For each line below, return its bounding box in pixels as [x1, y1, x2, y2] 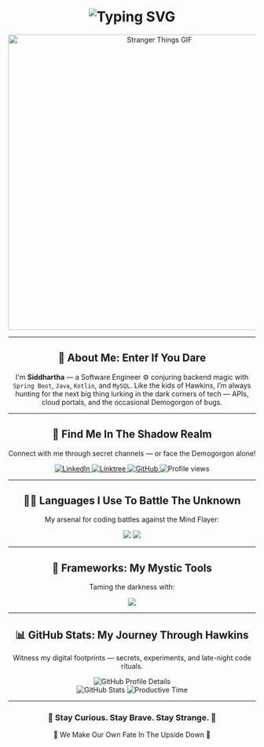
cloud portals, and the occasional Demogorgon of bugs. [42, 397, 222, 407]
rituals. [120, 662, 144, 671]
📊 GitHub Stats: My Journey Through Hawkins [15, 628, 249, 641]
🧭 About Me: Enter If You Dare [57, 351, 207, 365]
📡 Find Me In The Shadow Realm [52, 428, 212, 441]
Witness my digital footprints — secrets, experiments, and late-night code [13, 653, 251, 662]
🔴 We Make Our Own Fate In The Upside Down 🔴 [53, 730, 211, 740]
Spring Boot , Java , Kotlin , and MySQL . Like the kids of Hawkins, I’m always [13, 381, 251, 390]
